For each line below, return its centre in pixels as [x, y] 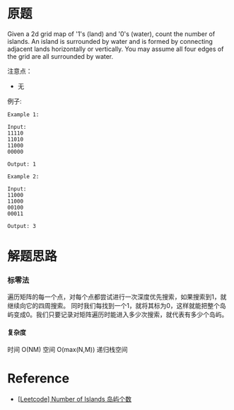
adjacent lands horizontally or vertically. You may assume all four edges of [116, 49]
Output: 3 [22, 226]
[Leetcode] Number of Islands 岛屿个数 [75, 399]
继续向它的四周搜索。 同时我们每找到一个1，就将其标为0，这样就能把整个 [114, 306]
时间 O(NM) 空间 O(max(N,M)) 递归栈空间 [68, 349]
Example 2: [23, 176]
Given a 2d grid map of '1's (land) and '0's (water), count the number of [111, 34]
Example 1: [23, 114]
